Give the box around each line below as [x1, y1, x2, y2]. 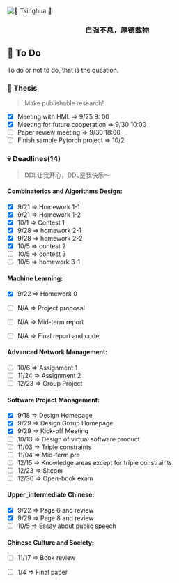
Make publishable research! [24, 99, 104, 107]
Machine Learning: [7, 274, 63, 282]
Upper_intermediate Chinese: [7, 490, 95, 499]
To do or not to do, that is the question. [7, 66, 119, 74]
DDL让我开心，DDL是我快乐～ [24, 171, 111, 179]
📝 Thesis [7, 83, 38, 93]
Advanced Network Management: [7, 348, 108, 356]
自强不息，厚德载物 [84, 25, 150, 35]
